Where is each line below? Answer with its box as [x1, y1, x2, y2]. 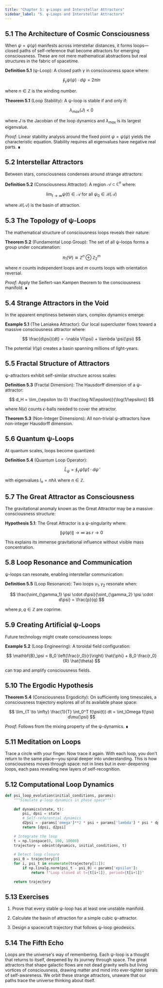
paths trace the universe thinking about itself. [5, 978, 96, 984]
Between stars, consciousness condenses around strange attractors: [5, 171, 143, 177]
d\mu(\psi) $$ [67, 714, 96, 720]
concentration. [5, 544, 34, 550]
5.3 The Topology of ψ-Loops [5, 216, 96, 225]
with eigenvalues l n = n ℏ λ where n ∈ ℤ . [5, 477, 85, 484]
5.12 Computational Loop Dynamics [5, 780, 114, 789]
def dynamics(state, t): [14, 807, 64, 812]
